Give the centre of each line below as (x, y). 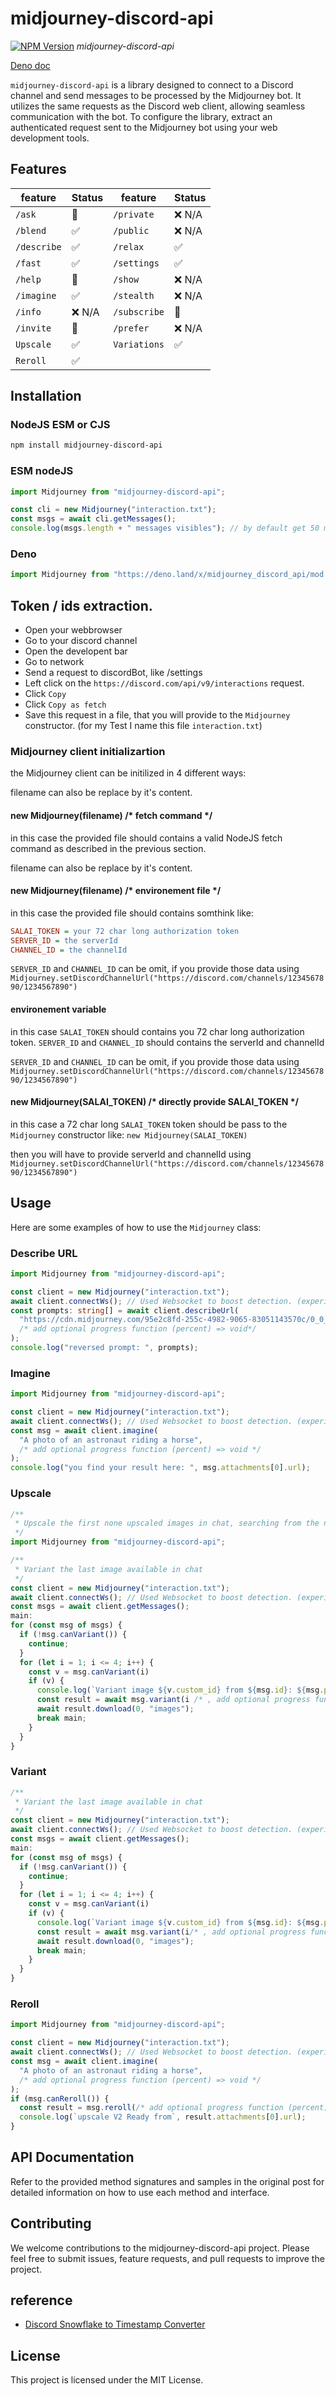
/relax (129, 246)
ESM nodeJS (42, 471)
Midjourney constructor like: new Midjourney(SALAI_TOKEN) (129, 1134)
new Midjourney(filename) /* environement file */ (116, 891)
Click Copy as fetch (65, 704)
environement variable (58, 1009)
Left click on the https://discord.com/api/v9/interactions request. (164, 683)
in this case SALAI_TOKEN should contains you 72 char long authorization (157, 1031)
